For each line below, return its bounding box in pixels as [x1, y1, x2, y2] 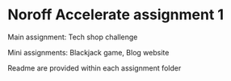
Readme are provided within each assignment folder [7, 63, 182, 73]
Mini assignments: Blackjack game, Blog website [7, 47, 170, 57]
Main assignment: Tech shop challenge [7, 32, 138, 42]
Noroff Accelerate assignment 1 [7, 6, 224, 24]
